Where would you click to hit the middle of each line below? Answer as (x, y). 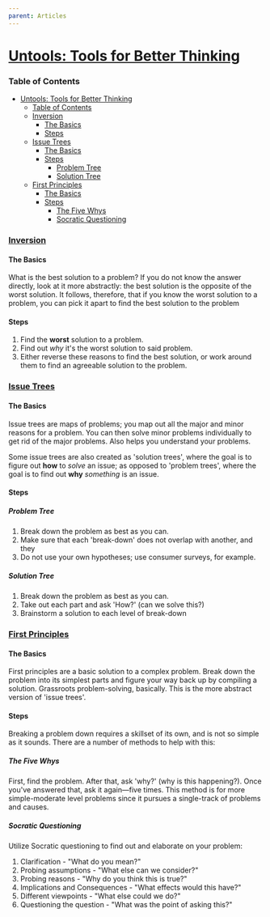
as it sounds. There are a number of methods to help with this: (112, 742)
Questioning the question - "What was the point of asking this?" (126, 905)
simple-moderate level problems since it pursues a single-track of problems (135, 799)
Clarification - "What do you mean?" (80, 862)
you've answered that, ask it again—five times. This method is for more (127, 790)
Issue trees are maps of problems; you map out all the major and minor (126, 424)
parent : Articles (38, 16)
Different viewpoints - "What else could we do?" (100, 896)
